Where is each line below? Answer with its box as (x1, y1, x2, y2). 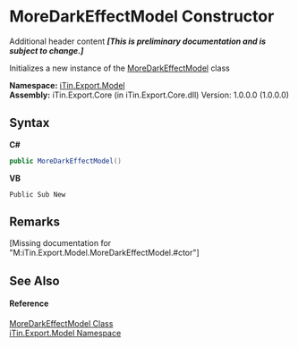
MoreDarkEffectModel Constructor (9, 6, 275, 27)
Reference (9, 298, 49, 309)
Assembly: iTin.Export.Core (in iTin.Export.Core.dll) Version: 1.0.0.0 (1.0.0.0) (9, 89, 289, 100)
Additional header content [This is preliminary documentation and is (9, 36, 267, 47)
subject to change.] (9, 45, 84, 55)
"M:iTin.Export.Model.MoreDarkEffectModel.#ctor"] (9, 248, 200, 258)
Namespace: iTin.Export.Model (9, 80, 125, 90)
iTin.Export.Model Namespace (9, 328, 122, 339)
